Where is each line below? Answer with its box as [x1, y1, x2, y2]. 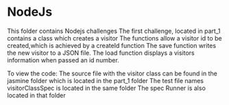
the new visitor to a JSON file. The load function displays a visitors [7, 49, 195, 57]
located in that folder [7, 91, 67, 100]
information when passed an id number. [7, 56, 120, 64]
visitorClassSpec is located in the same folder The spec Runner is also [7, 84, 206, 92]
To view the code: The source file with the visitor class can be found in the [7, 69, 217, 78]
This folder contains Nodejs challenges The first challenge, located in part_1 [7, 27, 221, 35]
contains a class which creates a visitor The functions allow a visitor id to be [7, 34, 222, 42]
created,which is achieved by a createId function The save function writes [7, 41, 217, 49]
